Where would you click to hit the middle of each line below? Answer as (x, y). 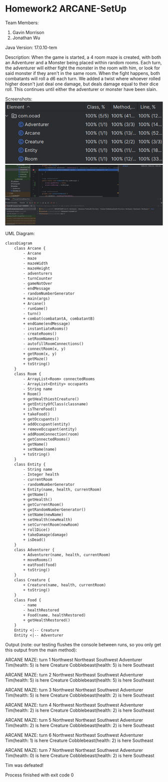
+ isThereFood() (40, 409)
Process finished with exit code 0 (39, 775)
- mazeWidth (36, 263)
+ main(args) (37, 299)
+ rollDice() (37, 530)
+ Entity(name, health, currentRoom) (62, 490)
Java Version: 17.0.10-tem (31, 47)
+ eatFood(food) (40, 565)
